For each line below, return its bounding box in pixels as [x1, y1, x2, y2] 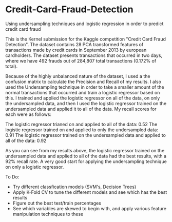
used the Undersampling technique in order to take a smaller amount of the [5, 84, 164, 90]
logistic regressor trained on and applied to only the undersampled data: [5, 127, 158, 133]
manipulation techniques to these [12, 211, 84, 217]
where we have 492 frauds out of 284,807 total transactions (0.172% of [5, 57, 157, 64]
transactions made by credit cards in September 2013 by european [5, 47, 147, 53]
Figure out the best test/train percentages [12, 200, 102, 206]
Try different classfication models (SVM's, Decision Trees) [12, 184, 137, 190]
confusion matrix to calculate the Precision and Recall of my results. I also [5, 78, 162, 85]
